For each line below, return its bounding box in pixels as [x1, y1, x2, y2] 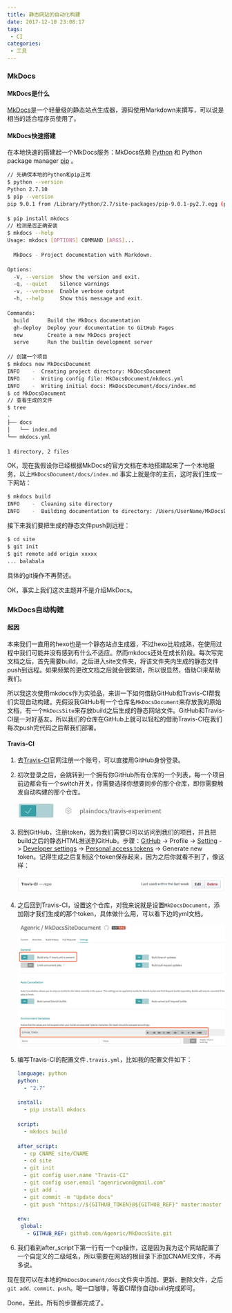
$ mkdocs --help [7, 230, 54, 237]
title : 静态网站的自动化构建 [7, 11, 81, 18]
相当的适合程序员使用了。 [7, 115, 80, 123]
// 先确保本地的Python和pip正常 [7, 171, 91, 179]
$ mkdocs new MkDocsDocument [7, 361, 91, 368]
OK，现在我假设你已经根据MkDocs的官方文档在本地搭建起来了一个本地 [7, 461, 209, 469]
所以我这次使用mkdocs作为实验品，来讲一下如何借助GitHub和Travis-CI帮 [7, 689, 215, 697]
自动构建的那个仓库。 [23, 788, 84, 796]
